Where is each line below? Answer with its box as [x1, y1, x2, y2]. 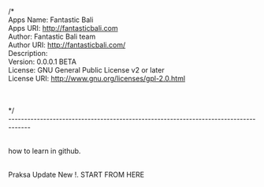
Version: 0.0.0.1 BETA [8, 57, 77, 66]
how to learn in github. [8, 146, 81, 155]
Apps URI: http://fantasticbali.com [8, 24, 118, 32]
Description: [8, 49, 48, 58]
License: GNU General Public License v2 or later [8, 65, 165, 74]
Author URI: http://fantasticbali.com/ [8, 40, 126, 50]
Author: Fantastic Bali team [8, 32, 96, 41]
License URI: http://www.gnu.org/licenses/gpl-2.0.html [8, 74, 186, 83]
